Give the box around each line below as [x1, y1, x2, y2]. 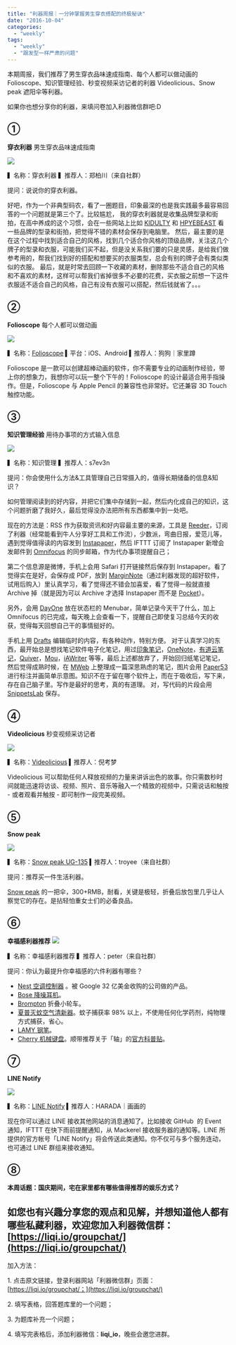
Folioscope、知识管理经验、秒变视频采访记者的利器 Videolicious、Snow [7, 78, 216, 87]
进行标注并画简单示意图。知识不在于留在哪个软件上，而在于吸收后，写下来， [7, 672, 229, 680]
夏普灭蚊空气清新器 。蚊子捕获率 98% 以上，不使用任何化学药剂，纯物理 [17, 1008, 226, 1016]
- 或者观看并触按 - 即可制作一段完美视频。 [7, 790, 129, 799]
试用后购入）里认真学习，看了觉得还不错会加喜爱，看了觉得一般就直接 [7, 580, 211, 589]
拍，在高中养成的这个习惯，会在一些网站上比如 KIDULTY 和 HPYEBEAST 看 [7, 218, 225, 227]
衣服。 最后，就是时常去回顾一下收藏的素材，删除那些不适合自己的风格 [19, 262, 225, 271]
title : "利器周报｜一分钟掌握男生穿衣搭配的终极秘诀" [7, 10, 146, 18]
